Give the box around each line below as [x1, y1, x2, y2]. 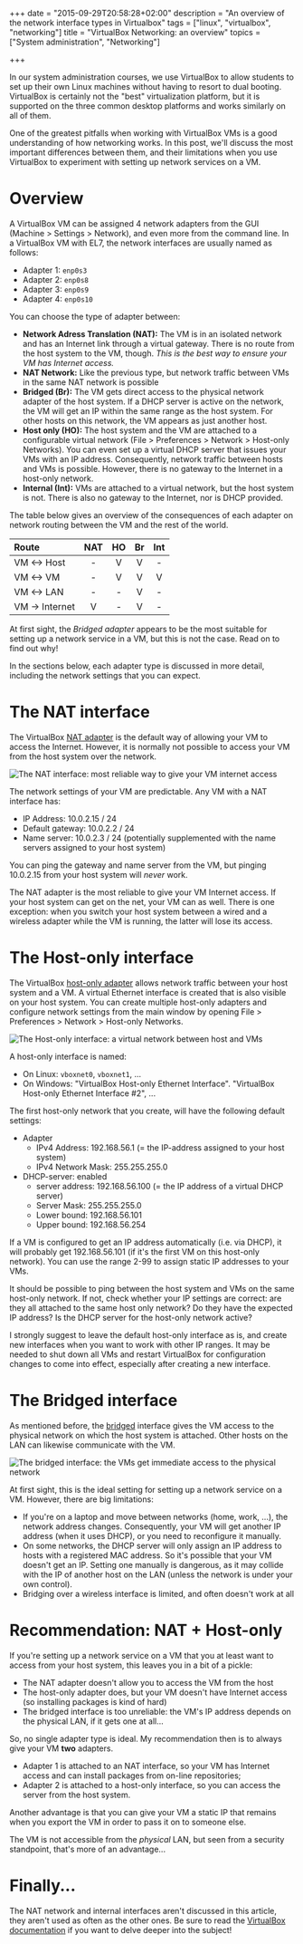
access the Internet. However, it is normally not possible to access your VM [9, 741, 290, 752]
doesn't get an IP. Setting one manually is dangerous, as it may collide [22, 1559, 284, 1570]
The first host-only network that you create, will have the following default [9, 1105, 285, 1116]
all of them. [9, 111, 52, 120]
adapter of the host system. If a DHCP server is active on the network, [22, 396, 285, 407]
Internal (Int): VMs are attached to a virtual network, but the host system [22, 482, 294, 493]
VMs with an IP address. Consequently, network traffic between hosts [22, 453, 283, 465]
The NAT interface [9, 702, 151, 723]
